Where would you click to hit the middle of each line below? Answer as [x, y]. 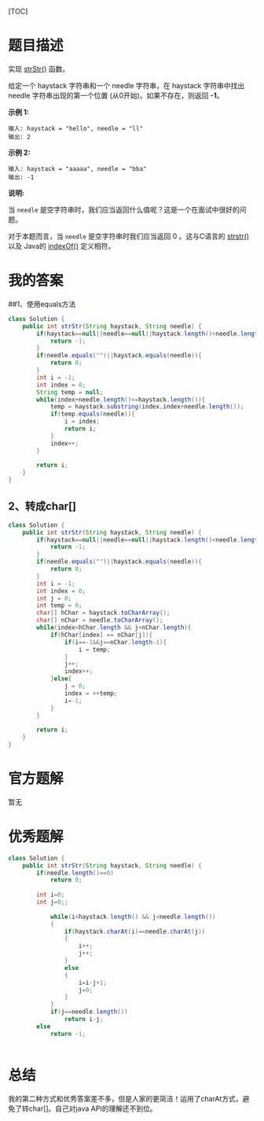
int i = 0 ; [51, 895]
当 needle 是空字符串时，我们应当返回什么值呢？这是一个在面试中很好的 [124, 209]
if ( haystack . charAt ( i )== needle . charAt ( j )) [135, 931]
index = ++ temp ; [91, 693]
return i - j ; [84, 1019]
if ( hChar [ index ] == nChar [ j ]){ [101, 634]
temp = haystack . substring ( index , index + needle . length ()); [147, 407]
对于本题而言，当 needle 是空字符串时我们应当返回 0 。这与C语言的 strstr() [129, 236]
